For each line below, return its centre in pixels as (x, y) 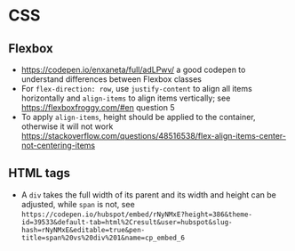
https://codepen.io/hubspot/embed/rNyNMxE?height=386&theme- (137, 215)
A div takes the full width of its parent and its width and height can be (149, 194)
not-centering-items (58, 145)
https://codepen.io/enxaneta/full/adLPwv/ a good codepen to (133, 69)
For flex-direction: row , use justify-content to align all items (136, 89)
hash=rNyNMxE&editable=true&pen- (83, 230)
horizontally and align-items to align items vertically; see (126, 98)
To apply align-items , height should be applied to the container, (138, 117)
